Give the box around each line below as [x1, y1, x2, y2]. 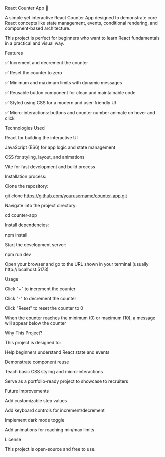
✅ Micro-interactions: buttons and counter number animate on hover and [5, 110, 155, 115]
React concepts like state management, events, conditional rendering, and [5, 20, 158, 26]
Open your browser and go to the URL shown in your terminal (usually [5, 261, 149, 267]
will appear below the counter [5, 320, 66, 326]
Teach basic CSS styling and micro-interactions [5, 369, 103, 374]
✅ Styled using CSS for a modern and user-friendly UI [5, 100, 116, 105]
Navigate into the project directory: [5, 203, 77, 208]
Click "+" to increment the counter [5, 286, 76, 292]
